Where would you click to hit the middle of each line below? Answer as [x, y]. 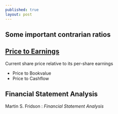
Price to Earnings [32, 52]
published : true [22, 10]
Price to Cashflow [31, 78]
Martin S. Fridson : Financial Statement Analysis [55, 106]
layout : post [19, 14]
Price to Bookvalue [32, 73]
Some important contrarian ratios [58, 35]
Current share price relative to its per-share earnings [59, 63]
